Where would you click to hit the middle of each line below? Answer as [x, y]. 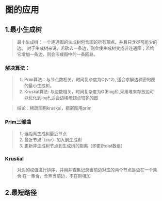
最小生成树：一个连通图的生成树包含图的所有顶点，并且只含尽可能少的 [87, 42]
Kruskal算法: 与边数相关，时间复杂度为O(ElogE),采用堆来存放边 [87, 92]
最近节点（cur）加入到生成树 [53, 140]
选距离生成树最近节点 [45, 133]
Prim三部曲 [18, 122]
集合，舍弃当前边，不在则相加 [61, 176]
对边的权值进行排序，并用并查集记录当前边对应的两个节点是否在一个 [85, 170]
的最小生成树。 [39, 86]
